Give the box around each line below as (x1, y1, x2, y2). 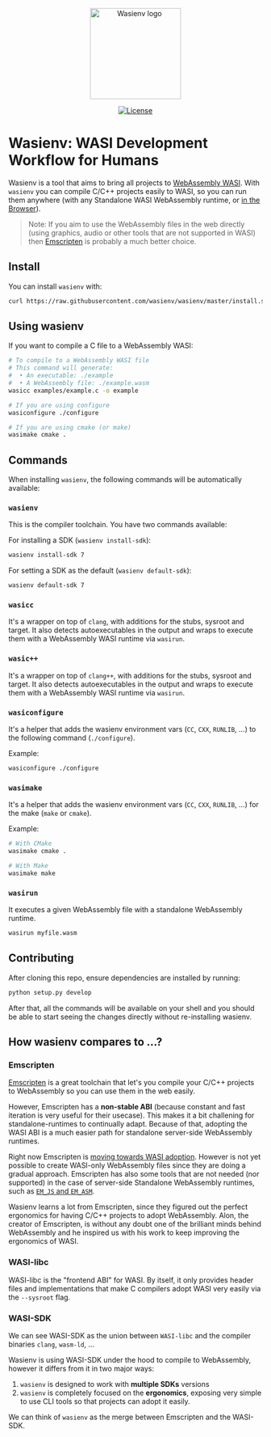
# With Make (8, 861, 48, 869)
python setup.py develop (8, 988, 92, 996)
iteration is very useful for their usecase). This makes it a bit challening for (8, 1110, 255, 1120)
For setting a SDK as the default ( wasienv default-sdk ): (8, 566, 192, 576)
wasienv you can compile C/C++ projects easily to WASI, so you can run (8, 186, 248, 196)
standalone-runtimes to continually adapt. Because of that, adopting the (8, 1119, 248, 1129)
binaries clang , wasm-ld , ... (8, 1339, 95, 1349)
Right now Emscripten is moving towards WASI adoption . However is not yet (8, 1152, 261, 1162)
